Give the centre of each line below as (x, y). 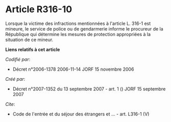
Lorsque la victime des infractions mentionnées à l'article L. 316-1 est (78, 23)
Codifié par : (18, 59)
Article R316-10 (39, 9)
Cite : (10, 104)
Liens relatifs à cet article (33, 49)
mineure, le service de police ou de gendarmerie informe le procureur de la (84, 28)
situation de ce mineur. (29, 40)
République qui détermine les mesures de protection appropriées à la (78, 34)
